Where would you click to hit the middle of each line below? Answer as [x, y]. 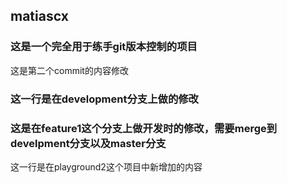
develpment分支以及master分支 [88, 143]
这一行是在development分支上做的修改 [104, 99]
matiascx [39, 16]
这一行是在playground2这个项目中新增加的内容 [106, 166]
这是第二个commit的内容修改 [69, 70]
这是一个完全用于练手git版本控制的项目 [104, 47]
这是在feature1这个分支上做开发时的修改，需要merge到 [144, 128]
